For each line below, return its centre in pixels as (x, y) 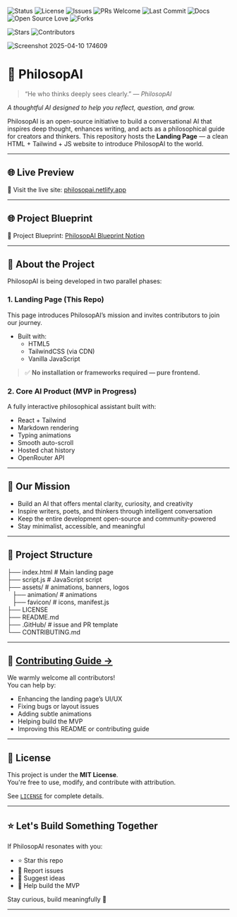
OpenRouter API (41, 457)
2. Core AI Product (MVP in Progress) (72, 391)
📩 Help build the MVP (48, 886)
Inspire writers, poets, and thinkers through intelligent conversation (115, 511)
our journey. (25, 322)
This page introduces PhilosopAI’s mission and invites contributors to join (114, 315)
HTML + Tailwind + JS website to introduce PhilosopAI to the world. (105, 143)
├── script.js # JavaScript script (55, 579)
